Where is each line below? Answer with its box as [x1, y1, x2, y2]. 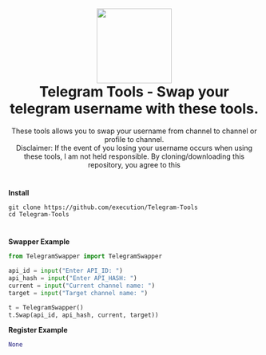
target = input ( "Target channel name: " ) [8, 289, 149, 297]
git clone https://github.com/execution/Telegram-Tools [8, 203, 198, 211]
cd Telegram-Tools [8, 211, 69, 219]
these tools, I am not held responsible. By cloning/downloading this [23, 152, 245, 161]
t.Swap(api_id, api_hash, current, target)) [8, 311, 159, 319]
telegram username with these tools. [9, 100, 260, 118]
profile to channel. [104, 134, 165, 144]
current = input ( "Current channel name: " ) [8, 282, 156, 290]
